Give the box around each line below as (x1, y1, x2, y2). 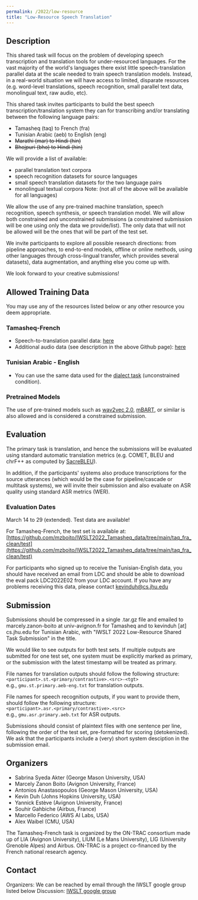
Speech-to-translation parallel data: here (14, 337, 114, 345)
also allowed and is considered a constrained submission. (6, 412, 147, 420)
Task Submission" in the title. (6, 635, 77, 642)
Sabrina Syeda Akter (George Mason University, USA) (14, 774, 146, 781)
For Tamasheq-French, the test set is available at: (6, 528, 126, 535)
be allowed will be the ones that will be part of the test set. (6, 228, 148, 235)
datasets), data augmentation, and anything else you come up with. (6, 258, 170, 266)
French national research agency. (6, 848, 87, 855)
